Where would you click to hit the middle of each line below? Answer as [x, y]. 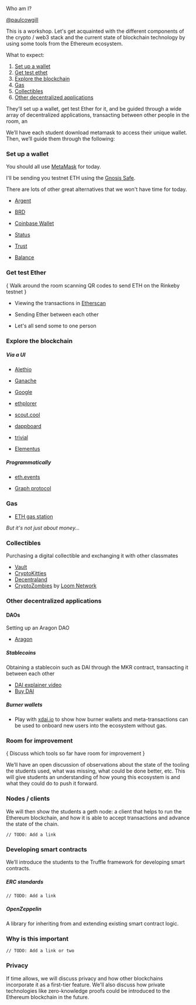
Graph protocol [33, 488]
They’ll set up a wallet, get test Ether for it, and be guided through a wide [94, 109]
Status [22, 235]
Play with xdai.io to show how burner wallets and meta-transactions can [101, 719]
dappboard [28, 426]
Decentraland [31, 580]
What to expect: [25, 55]
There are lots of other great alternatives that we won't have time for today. [97, 189]
